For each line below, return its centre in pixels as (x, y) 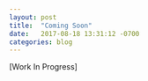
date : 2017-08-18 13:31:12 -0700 (74, 33)
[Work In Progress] (43, 67)
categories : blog (41, 42)
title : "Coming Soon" (51, 26)
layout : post (33, 17)
